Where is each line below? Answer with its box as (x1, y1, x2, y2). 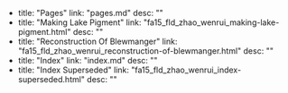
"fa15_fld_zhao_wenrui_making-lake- (143, 17, 280, 28)
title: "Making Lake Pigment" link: (17, 17, 142, 28)
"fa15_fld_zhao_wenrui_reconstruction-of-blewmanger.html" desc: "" (17, 46, 274, 56)
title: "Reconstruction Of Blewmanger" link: (17, 36, 178, 46)
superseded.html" (17, 74, 86, 84)
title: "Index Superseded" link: (17, 64, 129, 75)
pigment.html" (17, 27, 71, 37)
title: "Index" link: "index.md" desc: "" (17, 55, 158, 65)
